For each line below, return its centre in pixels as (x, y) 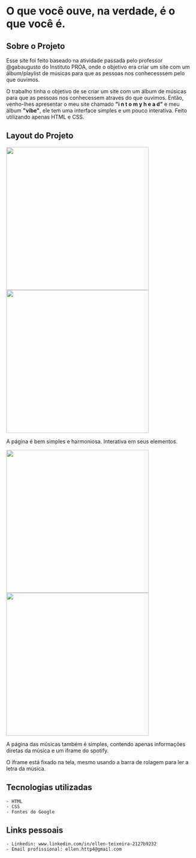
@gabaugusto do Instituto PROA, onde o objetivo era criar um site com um (98, 67)
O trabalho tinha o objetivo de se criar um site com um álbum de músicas (97, 91)
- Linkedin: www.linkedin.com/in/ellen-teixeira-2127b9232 (82, 844)
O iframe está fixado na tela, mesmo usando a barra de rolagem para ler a (97, 762)
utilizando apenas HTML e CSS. (46, 117)
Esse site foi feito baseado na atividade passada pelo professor (85, 60)
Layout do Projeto (40, 136)
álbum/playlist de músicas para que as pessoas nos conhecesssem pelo (96, 73)
